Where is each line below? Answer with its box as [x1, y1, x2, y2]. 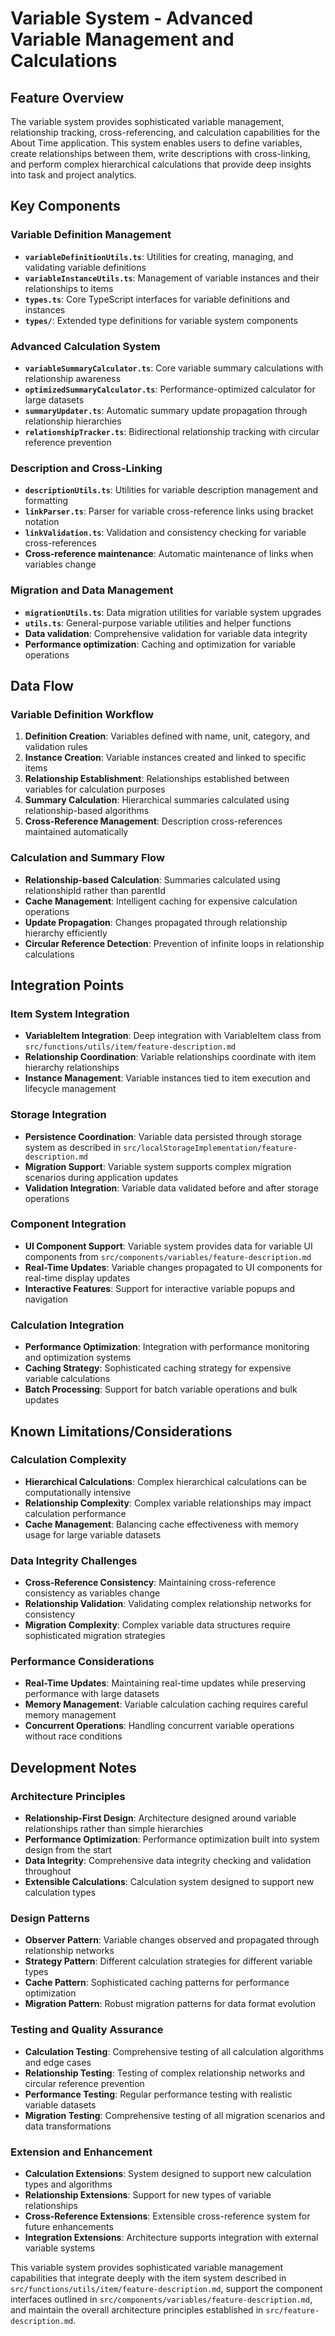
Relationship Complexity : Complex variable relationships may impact [24, 1497, 312, 1509]
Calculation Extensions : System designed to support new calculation [24, 2168, 312, 2179]
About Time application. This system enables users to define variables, [10, 137, 303, 149]
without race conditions [24, 1730, 123, 1742]
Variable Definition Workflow [10, 707, 154, 721]
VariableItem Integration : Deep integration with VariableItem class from [24, 1030, 322, 1042]
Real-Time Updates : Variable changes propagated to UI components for [24, 1261, 323, 1273]
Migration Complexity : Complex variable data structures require [24, 1619, 291, 1631]
